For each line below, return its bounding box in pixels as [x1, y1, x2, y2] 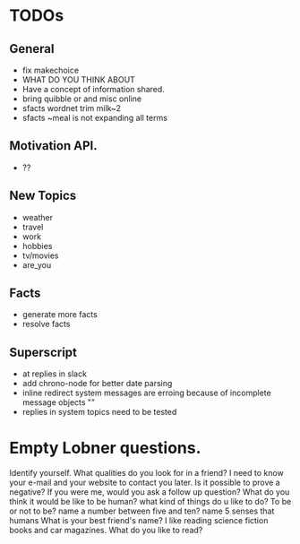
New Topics [9, 188, 77, 203]
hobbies [21, 240, 53, 251]
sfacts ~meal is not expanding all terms [21, 113, 168, 123]
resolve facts [21, 319, 71, 330]
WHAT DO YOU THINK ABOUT [21, 74, 136, 85]
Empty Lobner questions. [9, 438, 201, 458]
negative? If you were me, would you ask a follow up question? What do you [9, 487, 290, 497]
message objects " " [21, 397, 96, 408]
